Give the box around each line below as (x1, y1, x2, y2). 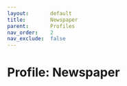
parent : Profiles (7, 23, 76, 29)
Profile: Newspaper (7, 65, 120, 81)
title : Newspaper (7, 16, 78, 23)
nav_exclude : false (7, 35, 67, 42)
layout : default (7, 10, 72, 17)
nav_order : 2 (7, 29, 54, 36)
